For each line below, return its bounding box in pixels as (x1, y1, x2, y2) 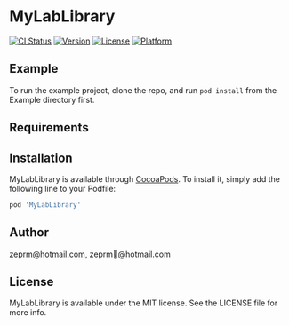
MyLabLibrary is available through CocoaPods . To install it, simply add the (9, 173, 280, 184)
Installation (9, 150, 73, 165)
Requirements (9, 120, 89, 135)
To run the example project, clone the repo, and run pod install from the (9, 84, 277, 95)
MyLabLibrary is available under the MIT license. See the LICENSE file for (9, 297, 278, 308)
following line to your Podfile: (9, 183, 116, 194)
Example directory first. (9, 94, 95, 105)
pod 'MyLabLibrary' (9, 200, 82, 210)
